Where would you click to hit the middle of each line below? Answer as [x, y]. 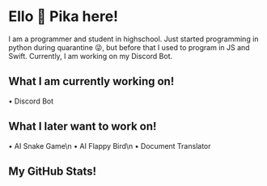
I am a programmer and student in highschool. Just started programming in [133, 39]
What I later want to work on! [83, 127]
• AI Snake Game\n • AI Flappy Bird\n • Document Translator [110, 146]
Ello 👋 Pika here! [64, 17]
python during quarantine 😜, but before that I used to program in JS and [129, 47]
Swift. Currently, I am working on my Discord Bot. [90, 56]
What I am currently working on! [91, 81]
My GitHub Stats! [53, 171]
